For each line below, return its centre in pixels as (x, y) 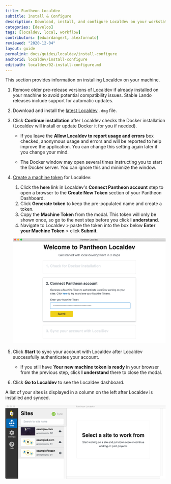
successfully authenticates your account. (56, 357)
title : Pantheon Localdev (33, 11)
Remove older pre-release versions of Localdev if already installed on (85, 90)
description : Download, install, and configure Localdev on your (76, 21)
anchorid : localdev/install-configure (46, 59)
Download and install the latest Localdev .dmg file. (65, 111)
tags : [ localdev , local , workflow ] (43, 32)
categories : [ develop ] (29, 27)
